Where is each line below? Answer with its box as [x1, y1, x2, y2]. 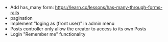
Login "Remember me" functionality [10, 31, 86, 37]
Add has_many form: [10, 5, 54, 10]
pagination [10, 15, 33, 21]
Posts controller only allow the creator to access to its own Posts [10, 26, 147, 32]
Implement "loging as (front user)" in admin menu [10, 20, 115, 26]
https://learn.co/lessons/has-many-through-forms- [55, 5, 163, 10]
